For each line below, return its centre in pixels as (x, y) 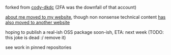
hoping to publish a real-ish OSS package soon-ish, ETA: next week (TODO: (85, 32)
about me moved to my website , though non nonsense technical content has (85, 17)
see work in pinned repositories (38, 47)
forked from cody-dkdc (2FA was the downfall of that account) (71, 7)
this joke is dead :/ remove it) (36, 38)
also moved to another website (38, 22)
